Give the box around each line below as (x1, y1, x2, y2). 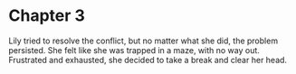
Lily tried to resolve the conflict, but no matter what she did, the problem (8, 35, 278, 46)
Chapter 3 (8, 5, 85, 26)
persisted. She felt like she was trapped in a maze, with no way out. (8, 44, 260, 55)
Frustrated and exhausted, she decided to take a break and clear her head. (8, 54, 287, 65)
